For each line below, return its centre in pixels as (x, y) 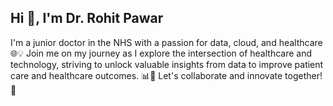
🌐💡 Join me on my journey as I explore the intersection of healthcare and (161, 53)
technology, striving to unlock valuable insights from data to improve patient (167, 64)
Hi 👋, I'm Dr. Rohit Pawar (87, 18)
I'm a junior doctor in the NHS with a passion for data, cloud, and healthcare (166, 42)
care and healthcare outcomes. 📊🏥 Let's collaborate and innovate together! (166, 75)
